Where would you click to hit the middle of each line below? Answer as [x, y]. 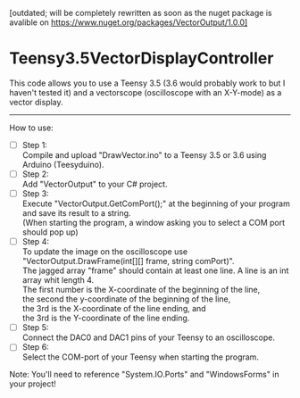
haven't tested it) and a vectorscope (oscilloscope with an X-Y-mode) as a [146, 92]
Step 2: [35, 174]
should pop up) [50, 232]
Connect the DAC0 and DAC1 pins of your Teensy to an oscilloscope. [148, 337]
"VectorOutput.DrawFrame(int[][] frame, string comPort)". [128, 261]
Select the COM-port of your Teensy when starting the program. [140, 357]
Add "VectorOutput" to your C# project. [95, 184]
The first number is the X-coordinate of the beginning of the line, [141, 290]
